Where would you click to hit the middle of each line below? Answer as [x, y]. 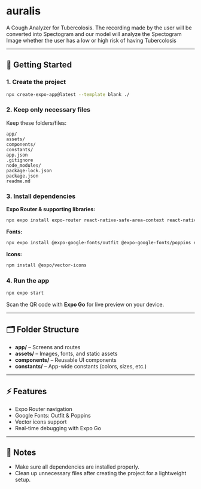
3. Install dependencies [41, 196]
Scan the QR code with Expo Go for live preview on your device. [85, 304]
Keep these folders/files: [36, 123]
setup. [23, 480]
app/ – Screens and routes [48, 347]
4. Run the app [28, 280]
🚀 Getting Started [39, 65]
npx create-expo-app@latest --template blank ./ [68, 94]
